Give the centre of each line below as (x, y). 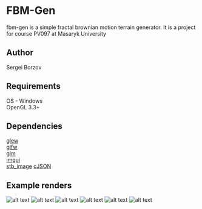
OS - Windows (25, 101)
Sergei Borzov (24, 67)
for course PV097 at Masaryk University (56, 33)
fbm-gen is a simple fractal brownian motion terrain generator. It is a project (101, 27)
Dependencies (34, 126)
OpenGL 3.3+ (23, 107)
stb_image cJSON (29, 166)
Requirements (33, 86)
